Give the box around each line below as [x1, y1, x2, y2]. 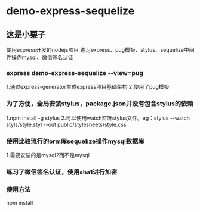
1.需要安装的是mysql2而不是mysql [6, 151, 90, 158]
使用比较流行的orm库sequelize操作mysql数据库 [6, 137, 144, 145]
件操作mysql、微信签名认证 [6, 54, 73, 61]
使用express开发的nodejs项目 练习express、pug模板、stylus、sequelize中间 [6, 46, 195, 53]
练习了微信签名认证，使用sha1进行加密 [6, 168, 118, 176]
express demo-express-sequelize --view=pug [6, 68, 143, 77]
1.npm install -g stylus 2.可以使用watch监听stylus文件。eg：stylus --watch [6, 114, 190, 121]
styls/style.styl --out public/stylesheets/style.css [6, 121, 127, 128]
